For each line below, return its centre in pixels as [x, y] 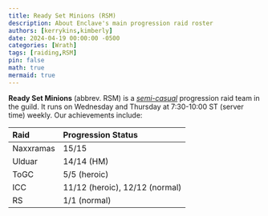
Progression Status [100, 134]
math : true [26, 68]
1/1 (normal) [87, 200]
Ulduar [25, 161]
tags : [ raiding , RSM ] [43, 53]
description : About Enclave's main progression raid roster [111, 23]
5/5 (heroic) [86, 174]
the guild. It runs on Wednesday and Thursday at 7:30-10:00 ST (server [126, 106]
